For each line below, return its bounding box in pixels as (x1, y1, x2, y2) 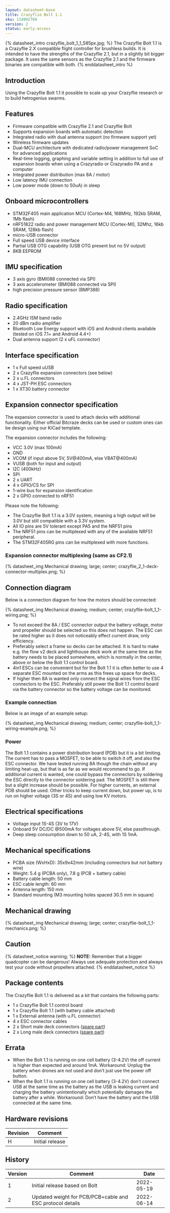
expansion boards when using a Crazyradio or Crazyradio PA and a (12, 160, 153, 167)
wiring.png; (5, 612, 29, 618)
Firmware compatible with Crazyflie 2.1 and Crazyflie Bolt (12, 123, 133, 129)
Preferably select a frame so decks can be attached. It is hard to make (12, 643, 159, 649)
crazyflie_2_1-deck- (118, 564, 159, 570)
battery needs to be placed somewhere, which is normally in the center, (12, 654, 162, 660)
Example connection (5, 699, 57, 706)
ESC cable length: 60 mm (12, 881, 66, 887)
